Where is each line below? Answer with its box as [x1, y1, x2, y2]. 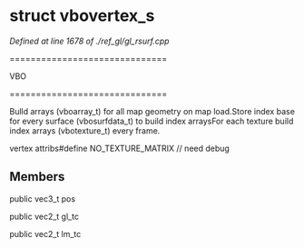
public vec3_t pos [9, 193, 75, 204]
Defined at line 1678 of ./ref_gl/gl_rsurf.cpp [9, 35, 170, 46]
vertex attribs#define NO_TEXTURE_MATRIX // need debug [9, 143, 230, 154]
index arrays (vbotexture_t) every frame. [9, 124, 161, 136]
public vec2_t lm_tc [9, 228, 82, 239]
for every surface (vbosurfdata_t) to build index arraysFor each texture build [9, 115, 294, 126]
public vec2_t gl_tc [9, 211, 80, 222]
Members [9, 169, 65, 184]
